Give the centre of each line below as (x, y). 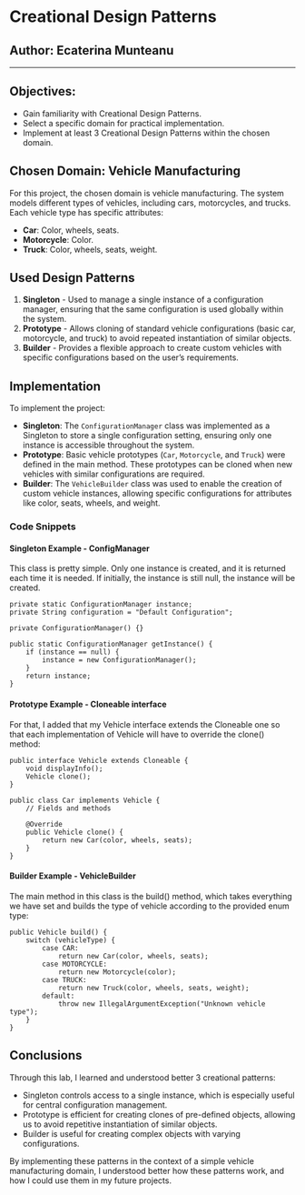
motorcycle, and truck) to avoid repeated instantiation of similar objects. (157, 338)
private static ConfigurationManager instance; (101, 605)
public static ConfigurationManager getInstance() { (111, 644)
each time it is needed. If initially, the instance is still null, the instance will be (152, 578)
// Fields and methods (69, 808)
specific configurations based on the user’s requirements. (130, 357)
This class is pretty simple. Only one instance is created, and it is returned (148, 568)
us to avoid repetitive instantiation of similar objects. (120, 1124)
